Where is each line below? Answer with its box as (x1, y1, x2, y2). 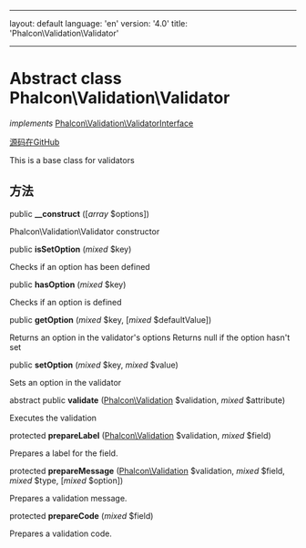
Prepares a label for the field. (9, 448, 118, 459)
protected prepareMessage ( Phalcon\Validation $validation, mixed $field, (9, 465, 285, 476)
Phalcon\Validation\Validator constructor (9, 225, 160, 237)
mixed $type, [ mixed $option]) (9, 475, 124, 486)
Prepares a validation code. (9, 528, 112, 539)
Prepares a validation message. (9, 492, 127, 503)
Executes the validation (9, 412, 97, 423)
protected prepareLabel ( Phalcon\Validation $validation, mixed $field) (9, 429, 271, 440)
